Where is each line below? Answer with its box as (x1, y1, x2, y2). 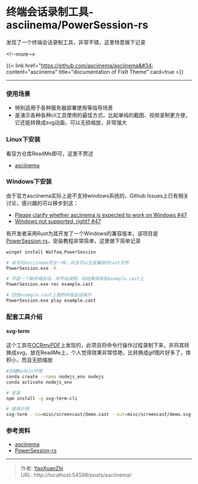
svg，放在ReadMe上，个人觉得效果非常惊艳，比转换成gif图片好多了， (16, 349, 186, 356)
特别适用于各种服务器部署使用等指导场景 (14, 104, 113, 111)
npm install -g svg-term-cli (6, 395, 78, 401)
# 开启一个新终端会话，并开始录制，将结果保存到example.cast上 (6, 276, 144, 282)
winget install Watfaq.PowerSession (6, 249, 96, 255)
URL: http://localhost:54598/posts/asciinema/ (20, 471, 132, 478)
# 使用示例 (6, 406, 29, 412)
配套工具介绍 (6, 312, 43, 321)
